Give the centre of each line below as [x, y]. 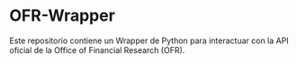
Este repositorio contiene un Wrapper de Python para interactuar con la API [149, 40]
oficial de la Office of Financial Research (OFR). [97, 49]
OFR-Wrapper [62, 16]
